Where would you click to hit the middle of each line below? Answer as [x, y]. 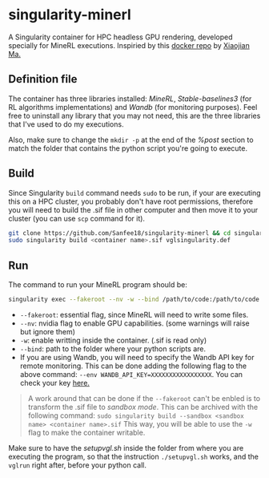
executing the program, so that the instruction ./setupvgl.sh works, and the [133, 456]
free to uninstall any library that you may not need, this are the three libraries [134, 115]
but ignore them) [48, 332]
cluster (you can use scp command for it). [77, 218]
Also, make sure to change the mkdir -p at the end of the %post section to [131, 140]
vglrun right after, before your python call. [77, 465]
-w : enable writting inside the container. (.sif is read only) [113, 340]
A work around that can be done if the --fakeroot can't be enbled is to [144, 398]
